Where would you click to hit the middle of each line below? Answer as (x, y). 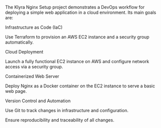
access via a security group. (34, 67)
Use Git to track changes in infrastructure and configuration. (67, 110)
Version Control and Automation (38, 101)
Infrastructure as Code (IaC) (34, 27)
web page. (16, 91)
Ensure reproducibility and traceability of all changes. (60, 120)
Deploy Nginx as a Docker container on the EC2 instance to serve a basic (80, 86)
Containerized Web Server (32, 76)
